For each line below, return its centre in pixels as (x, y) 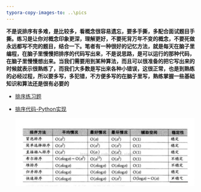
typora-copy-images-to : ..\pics (46, 13)
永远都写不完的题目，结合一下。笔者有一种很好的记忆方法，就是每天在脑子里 (100, 46)
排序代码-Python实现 (41, 109)
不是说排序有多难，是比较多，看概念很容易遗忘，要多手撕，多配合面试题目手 (100, 31)
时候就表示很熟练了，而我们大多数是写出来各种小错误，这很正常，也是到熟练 (100, 68)
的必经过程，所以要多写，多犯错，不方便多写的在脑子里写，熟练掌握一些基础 (100, 76)
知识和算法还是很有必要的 (38, 83)
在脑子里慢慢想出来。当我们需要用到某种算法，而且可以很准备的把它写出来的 (100, 61)
